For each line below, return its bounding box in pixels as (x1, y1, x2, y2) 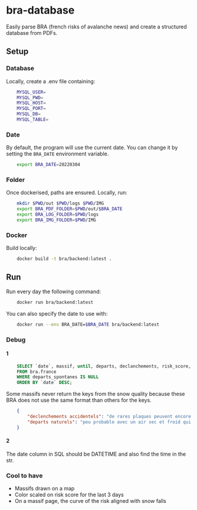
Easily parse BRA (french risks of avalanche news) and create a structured (6, 23, 187, 30)
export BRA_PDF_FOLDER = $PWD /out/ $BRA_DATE (17, 206, 123, 212)
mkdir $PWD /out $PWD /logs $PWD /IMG (17, 200, 104, 207)
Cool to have (6, 471, 43, 479)
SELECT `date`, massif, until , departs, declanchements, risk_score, (17, 363, 192, 369)
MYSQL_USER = (17, 89, 46, 95)
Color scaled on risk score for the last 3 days (14, 491, 124, 498)
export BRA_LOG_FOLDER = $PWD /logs (17, 212, 99, 217)
